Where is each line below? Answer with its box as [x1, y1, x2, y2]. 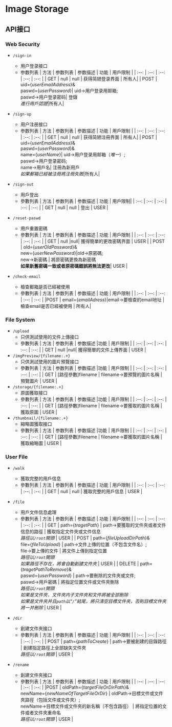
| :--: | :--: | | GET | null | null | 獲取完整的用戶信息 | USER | [20, 489, 142, 495]
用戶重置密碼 [20, 225, 48, 231]
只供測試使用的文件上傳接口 [20, 334, 79, 340]
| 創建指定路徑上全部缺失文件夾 [20, 645, 87, 651]
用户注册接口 [20, 121, 48, 127]
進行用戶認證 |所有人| [20, 100, 64, 106]
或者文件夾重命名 [25, 710, 61, 716]
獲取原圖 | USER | [20, 409, 57, 415]
